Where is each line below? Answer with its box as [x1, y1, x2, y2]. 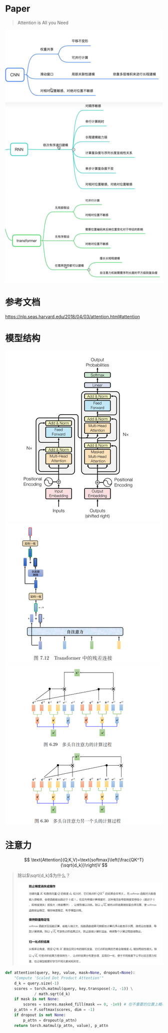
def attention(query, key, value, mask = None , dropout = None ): [5, 970, 135, 975]
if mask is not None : [14, 996, 59, 1002]
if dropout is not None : [14, 1012, 66, 1018]
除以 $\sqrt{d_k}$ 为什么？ [17, 872, 70, 878]
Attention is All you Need [17, 20, 68, 26]
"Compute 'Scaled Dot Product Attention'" [14, 975, 104, 980]
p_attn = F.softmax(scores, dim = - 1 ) [14, 1007, 95, 1012]
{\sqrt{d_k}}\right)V [60, 862, 101, 868]
